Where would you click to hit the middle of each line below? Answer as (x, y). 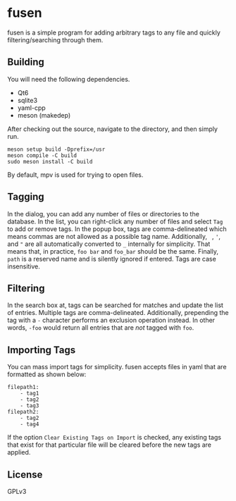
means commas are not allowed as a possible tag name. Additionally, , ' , (114, 236)
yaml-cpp (31, 108)
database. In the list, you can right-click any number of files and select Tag (115, 221)
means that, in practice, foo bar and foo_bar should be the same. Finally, (113, 251)
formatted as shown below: (47, 374)
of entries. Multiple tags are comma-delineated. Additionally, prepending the (118, 313)
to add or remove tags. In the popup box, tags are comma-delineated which (117, 229)
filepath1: (23, 388)
